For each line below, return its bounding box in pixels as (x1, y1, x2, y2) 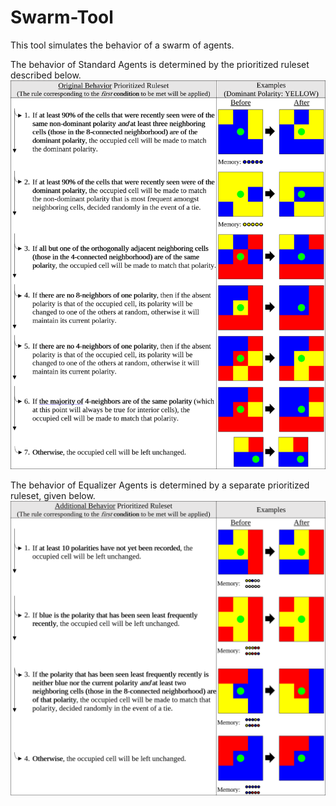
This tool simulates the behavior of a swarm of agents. (10, 39, 235, 51)
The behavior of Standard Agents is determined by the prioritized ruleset (10, 58, 310, 70)
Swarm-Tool (10, 6, 114, 29)
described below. (10, 69, 82, 81)
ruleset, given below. (10, 490, 96, 502)
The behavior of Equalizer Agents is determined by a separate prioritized (10, 479, 310, 491)
